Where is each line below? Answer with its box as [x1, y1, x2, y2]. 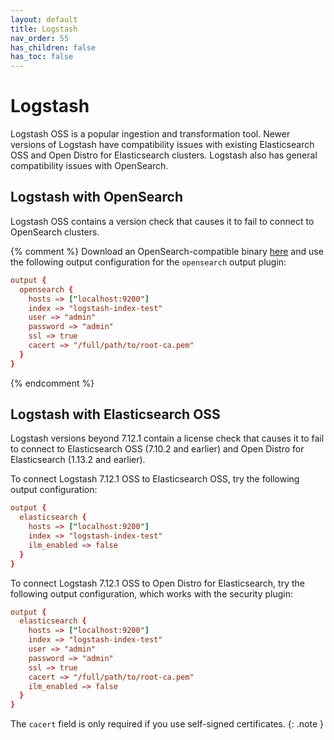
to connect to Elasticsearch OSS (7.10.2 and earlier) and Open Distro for [10, 443, 305, 455]
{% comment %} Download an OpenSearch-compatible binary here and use [10, 245, 324, 257]
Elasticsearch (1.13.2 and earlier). [10, 454, 146, 466]
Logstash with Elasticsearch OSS [10, 406, 221, 423]
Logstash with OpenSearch [10, 189, 184, 206]
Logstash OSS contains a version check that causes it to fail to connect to [10, 215, 315, 227]
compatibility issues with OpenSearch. [10, 160, 169, 172]
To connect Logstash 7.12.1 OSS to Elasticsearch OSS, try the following [10, 473, 300, 485]
